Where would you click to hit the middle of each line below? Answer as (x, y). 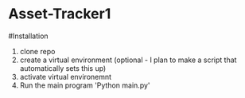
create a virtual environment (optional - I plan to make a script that (128, 60)
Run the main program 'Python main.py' (85, 85)
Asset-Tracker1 (60, 14)
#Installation (29, 36)
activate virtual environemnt (66, 76)
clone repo (37, 51)
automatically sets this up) (63, 68)
